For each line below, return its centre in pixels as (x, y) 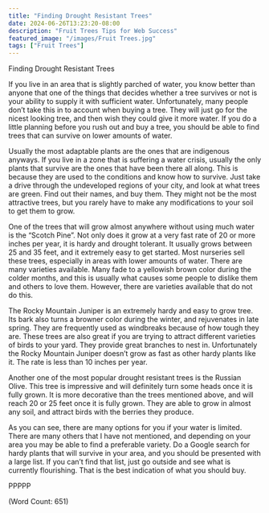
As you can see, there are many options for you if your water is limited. (125, 428)
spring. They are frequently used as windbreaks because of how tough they (134, 328)
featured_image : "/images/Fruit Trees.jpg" (82, 38)
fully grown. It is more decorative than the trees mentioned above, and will (131, 395)
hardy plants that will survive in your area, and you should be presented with (134, 453)
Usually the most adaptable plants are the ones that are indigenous (119, 151)
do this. (21, 296)
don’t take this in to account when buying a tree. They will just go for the (128, 110)
